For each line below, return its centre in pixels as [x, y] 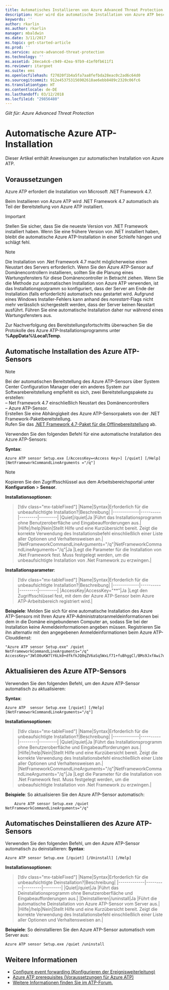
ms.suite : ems [20, 71]
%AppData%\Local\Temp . [33, 336]
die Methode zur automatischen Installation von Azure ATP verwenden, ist [82, 283]
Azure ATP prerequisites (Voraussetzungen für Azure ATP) [73, 977]
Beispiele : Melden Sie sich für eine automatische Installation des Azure [79, 611]
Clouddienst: [18, 637]
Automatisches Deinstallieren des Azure [70, 823]
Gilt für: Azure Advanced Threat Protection [50, 113]
